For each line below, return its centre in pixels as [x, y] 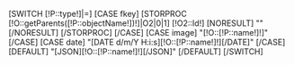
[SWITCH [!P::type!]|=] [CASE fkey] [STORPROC [98, 14]
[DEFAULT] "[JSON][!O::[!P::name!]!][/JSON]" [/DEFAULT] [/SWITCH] [136, 52]
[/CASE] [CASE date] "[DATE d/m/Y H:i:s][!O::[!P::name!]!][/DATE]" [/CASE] [147, 42]
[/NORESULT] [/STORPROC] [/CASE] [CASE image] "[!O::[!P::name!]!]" [138, 32]
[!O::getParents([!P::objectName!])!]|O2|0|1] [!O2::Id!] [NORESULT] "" [136, 23]
